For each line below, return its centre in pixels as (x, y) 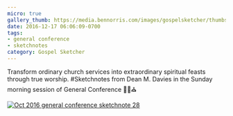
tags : (15, 33)
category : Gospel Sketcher (46, 52)
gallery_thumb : (29, 20)
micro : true (24, 13)
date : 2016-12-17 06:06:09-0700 (54, 26)
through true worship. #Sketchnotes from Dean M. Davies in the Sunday (110, 79)
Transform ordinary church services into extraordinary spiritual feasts (106, 71)
